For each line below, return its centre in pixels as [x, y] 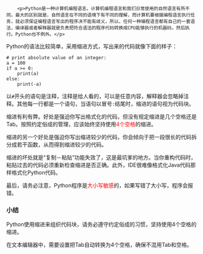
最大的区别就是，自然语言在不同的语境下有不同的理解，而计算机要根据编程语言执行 [103, 15]
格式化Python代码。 [36, 172]
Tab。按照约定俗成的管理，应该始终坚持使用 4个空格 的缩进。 [82, 124]
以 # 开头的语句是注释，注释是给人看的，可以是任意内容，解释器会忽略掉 [95, 96]
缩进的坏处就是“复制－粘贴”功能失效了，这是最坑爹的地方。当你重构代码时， [101, 157]
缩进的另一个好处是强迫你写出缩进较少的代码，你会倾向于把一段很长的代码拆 [101, 137]
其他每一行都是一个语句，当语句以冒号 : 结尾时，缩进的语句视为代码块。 [105, 104]
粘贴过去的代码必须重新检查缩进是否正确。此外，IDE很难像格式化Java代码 [98, 165]
